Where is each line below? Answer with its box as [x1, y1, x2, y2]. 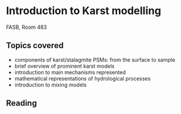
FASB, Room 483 [6, 24, 47, 31]
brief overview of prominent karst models [14, 62, 115, 69]
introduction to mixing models [14, 81, 87, 88]
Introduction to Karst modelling [6, 4, 162, 18]
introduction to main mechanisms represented [14, 69, 126, 76]
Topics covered [6, 41, 64, 51]
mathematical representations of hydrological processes [14, 75, 151, 82]
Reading [6, 98, 37, 108]
